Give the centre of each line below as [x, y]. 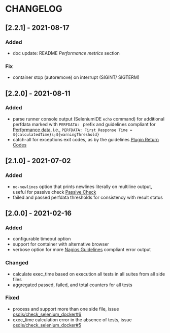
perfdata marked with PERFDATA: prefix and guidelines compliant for [84, 124]
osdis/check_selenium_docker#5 [47, 325]
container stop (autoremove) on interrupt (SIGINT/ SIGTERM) [76, 77]
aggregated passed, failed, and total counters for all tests [73, 285]
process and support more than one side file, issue [66, 309]
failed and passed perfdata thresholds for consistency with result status [88, 197]
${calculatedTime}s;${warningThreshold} [56, 134]
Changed [17, 263]
